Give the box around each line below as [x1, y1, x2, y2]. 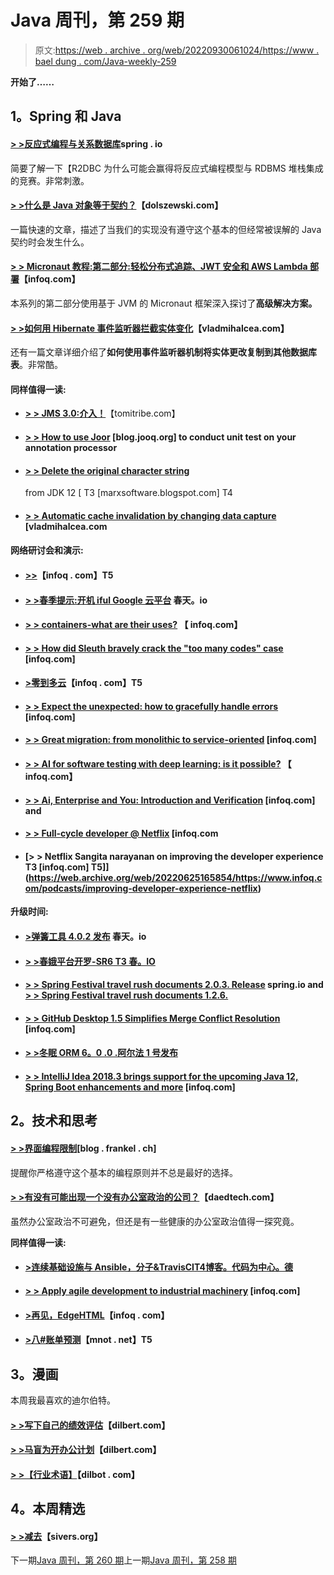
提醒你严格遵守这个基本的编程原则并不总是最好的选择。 [10, 1166, 238, 1178]
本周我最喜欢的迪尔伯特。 [10, 1394, 116, 1406]
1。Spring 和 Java [10, 108, 122, 125]
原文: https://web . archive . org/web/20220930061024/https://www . [34, 44, 320, 56]
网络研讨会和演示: [10, 544, 84, 556]
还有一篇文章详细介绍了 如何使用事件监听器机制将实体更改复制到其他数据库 [10, 346, 317, 358]
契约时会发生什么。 [10, 236, 90, 248]
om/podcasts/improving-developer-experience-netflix [24, 882, 258, 894]
